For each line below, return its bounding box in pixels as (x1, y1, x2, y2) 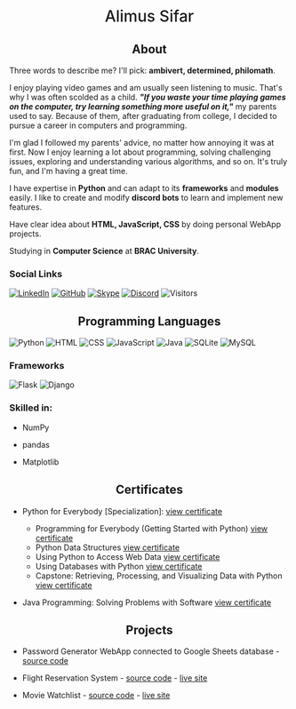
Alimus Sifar (104, 6, 195, 27)
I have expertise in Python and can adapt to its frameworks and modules (9, 183, 279, 193)
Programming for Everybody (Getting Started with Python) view (35, 522, 268, 534)
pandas (21, 439, 51, 450)
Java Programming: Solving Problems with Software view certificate (21, 597, 272, 608)
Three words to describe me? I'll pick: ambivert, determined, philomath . (9, 65, 276, 76)
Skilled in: (9, 402, 53, 414)
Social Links (9, 267, 63, 280)
